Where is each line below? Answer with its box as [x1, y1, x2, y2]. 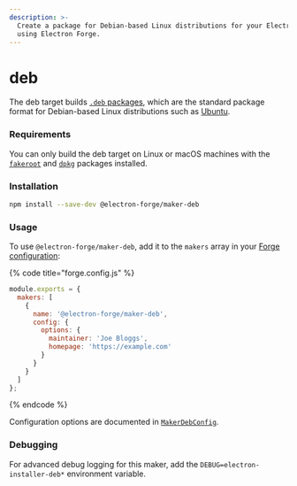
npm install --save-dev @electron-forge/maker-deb [9, 200, 200, 209]
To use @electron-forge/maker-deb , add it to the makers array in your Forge [9, 241, 280, 252]
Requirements [9, 128, 72, 141]
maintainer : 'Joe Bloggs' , [48, 334, 148, 343]
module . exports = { [9, 285, 81, 294]
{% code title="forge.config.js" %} [9, 267, 135, 279]
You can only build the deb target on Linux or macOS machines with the [9, 148, 270, 159]
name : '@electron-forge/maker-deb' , [32, 309, 168, 319]
